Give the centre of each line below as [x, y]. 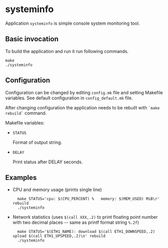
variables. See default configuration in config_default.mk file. [69, 98]
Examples [21, 177]
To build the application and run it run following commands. [67, 51]
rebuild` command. [26, 113]
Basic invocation [32, 39]
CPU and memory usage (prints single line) [57, 190]
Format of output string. [37, 142]
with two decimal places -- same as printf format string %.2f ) [76, 222]
